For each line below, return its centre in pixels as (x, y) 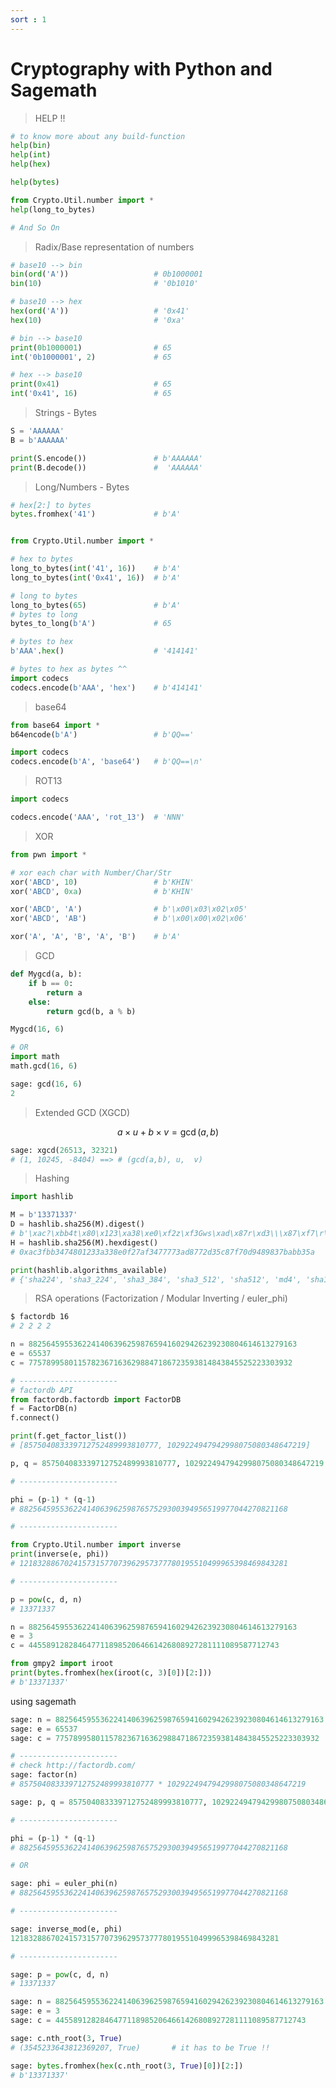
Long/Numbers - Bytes (82, 487)
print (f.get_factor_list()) (69, 1436)
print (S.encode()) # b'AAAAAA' (106, 458)
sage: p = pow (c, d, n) (60, 1974)
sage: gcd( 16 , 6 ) (46, 1084)
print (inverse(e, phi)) (60, 1554)
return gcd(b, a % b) (91, 1011)
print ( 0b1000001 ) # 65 (91, 347)
